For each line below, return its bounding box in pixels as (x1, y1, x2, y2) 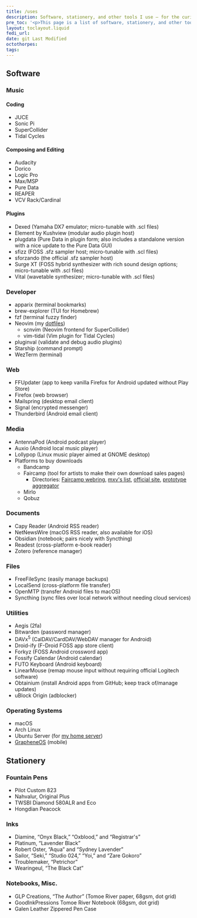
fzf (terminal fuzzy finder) (14, 313, 77, 320)
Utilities (6, 609, 29, 617)
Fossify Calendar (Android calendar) (14, 655, 103, 662)
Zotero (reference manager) (14, 547, 83, 554)
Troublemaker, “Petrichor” (14, 859, 78, 866)
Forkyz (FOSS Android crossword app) (14, 648, 108, 655)
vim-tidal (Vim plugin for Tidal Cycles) (23, 332, 116, 339)
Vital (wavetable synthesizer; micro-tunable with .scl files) (14, 273, 155, 280)
